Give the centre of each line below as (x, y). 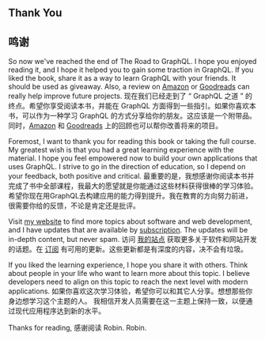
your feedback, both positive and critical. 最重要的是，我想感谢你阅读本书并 (131, 176)
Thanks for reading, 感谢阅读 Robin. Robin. (78, 328)
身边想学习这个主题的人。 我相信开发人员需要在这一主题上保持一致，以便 (127, 301)
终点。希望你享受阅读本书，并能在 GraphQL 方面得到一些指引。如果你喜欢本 (132, 106)
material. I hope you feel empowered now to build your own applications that (133, 158)
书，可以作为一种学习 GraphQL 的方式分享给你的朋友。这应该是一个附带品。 (132, 116)
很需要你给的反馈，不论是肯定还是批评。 (74, 206)
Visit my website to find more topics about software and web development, (131, 221)
